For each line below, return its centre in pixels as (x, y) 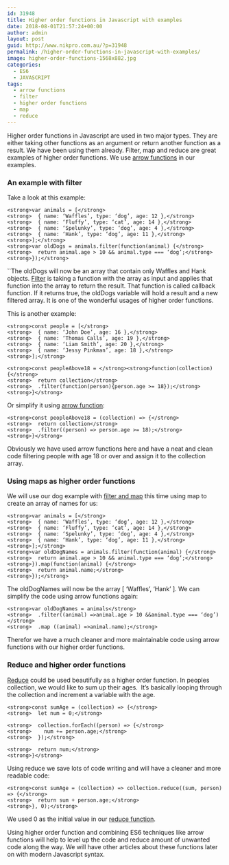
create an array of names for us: (52, 504)
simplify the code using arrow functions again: (73, 597)
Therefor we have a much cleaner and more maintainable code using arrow (113, 640)
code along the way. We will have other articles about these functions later (112, 846)
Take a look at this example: (46, 197)
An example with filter (45, 182)
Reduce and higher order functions (67, 665)
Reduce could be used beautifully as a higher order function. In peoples (108, 680)
